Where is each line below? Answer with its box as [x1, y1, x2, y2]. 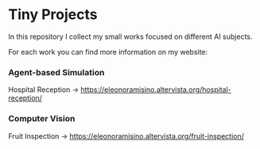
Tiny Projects [8, 6, 98, 24]
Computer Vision [8, 113, 76, 124]
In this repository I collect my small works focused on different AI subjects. [8, 32, 253, 41]
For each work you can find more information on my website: [8, 47, 208, 56]
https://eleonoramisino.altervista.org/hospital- [80, 85, 232, 94]
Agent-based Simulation [8, 67, 105, 78]
